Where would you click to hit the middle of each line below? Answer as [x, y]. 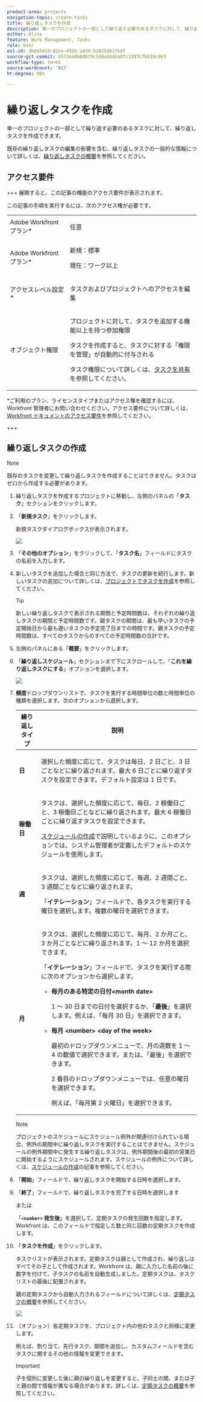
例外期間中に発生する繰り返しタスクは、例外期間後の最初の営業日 [113, 1151]
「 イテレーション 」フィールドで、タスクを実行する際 [116, 967]
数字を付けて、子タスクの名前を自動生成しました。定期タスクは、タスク [105, 1274]
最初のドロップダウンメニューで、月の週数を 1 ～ [120, 1045]
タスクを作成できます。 [36, 136]
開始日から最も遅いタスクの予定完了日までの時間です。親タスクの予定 [108, 628]
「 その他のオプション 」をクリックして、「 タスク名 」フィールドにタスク [104, 553]
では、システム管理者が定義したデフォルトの [116, 845]
